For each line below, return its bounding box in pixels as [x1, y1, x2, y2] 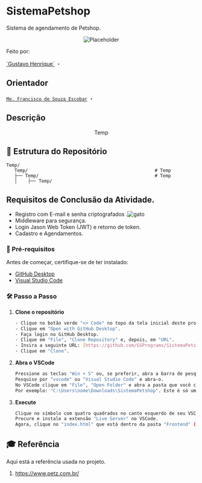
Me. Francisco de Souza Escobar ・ [6, 95, 95, 102]
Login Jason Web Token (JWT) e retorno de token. [14, 224, 141, 231]
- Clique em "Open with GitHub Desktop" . [14, 325, 121, 332]
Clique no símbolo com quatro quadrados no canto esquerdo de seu [14, 410, 186, 417]
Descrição [6, 113, 46, 123]
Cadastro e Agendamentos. [14, 230, 83, 237]
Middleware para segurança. [14, 217, 87, 224]
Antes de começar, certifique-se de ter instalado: [6, 259, 128, 266]
